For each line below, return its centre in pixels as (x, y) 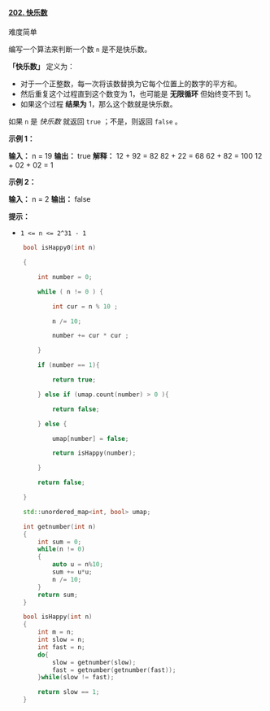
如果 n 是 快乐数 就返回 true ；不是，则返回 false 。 (96, 121)
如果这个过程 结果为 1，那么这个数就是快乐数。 (98, 104)
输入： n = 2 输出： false (50, 199)
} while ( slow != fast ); (76, 678)
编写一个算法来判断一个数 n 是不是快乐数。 (80, 50)
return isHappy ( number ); (94, 453)
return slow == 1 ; (69, 692)
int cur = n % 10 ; (85, 306)
